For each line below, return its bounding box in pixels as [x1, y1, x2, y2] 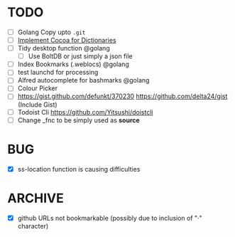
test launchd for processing [17, 68, 99, 77]
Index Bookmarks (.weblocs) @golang [17, 60, 129, 68]
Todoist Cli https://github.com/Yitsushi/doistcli [17, 107, 153, 116]
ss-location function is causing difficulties [17, 164, 141, 173]
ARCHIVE [7, 190, 64, 206]
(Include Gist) [17, 100, 58, 109]
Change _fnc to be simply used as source [17, 115, 140, 125]
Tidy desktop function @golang [17, 44, 110, 53]
